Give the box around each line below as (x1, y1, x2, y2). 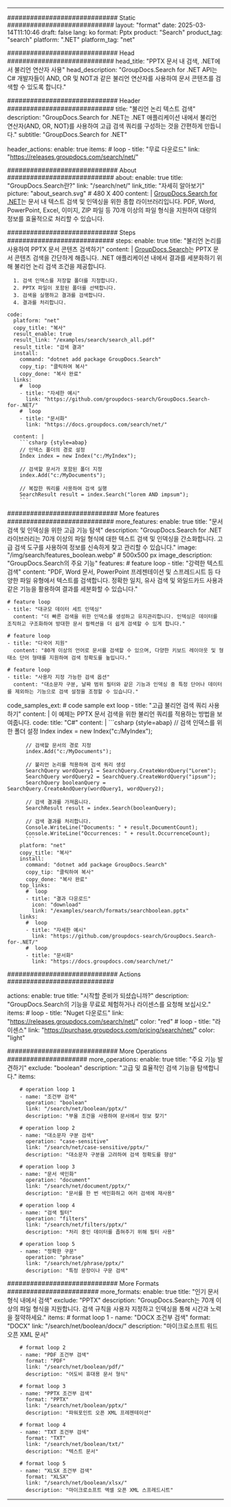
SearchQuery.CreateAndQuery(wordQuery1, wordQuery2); (7, 785, 165, 792)
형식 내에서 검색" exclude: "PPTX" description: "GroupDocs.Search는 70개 (7, 1296, 214, 1304)
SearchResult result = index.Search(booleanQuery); (25, 805, 177, 812)
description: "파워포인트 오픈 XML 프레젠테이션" (25, 1409, 152, 1416)
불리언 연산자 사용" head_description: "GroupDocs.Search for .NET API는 (14, 66, 218, 74)
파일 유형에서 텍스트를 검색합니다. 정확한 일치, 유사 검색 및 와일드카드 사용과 (19, 577, 223, 584)
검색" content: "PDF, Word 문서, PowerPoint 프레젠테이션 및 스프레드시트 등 (7, 568, 214, 576)
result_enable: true (13, 331, 72, 337)
